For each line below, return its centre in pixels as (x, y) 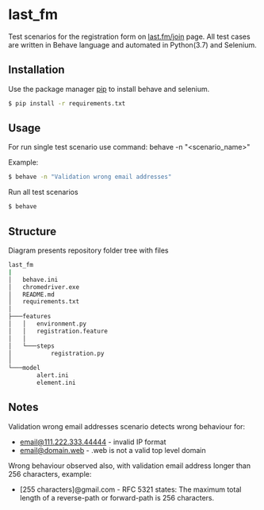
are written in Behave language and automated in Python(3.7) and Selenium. (132, 44)
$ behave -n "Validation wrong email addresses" (90, 177)
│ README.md (32, 295)
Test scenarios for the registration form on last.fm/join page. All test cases (130, 36)
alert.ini (53, 375)
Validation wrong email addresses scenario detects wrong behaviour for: (127, 426)
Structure (33, 231)
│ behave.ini (33, 280)
